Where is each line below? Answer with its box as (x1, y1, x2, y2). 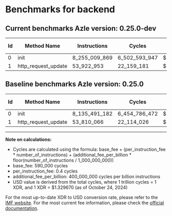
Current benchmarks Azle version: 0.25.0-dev (5, 24, 157, 33)
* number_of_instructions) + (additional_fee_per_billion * (12, 152, 132, 158)
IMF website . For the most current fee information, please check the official (5, 200, 164, 206)
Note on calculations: (5, 136, 52, 142)
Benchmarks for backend (5, 4, 115, 15)
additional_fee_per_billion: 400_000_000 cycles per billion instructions (12, 173, 160, 180)
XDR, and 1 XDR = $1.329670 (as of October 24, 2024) (12, 184, 128, 190)
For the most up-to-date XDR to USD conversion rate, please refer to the (5, 194, 158, 200)
